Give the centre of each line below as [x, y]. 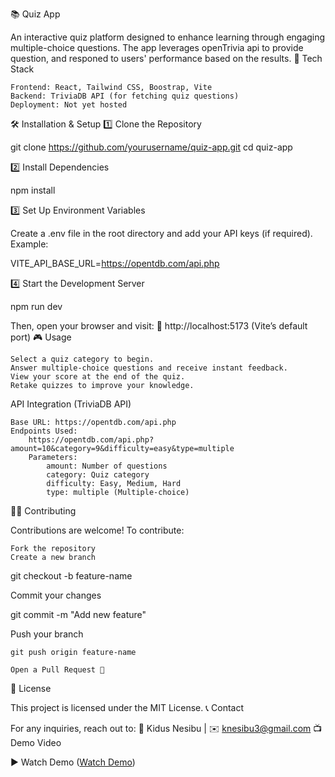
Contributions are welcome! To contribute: [97, 530]
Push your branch [47, 634]
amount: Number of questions [107, 466]
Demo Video [36, 742]
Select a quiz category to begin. [82, 359]
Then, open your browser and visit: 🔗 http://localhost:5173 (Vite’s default [159, 326]
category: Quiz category [98, 475]
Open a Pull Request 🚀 [57, 670]
